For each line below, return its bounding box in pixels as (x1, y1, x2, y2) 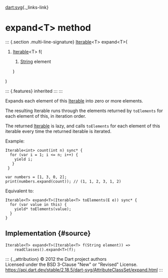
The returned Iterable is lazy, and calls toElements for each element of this (5, 123, 160, 129)
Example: (5, 138, 25, 144)
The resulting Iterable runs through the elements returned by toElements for (5, 108, 163, 114)
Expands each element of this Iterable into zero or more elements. (5, 97, 144, 103)
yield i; (14, 157, 33, 162)
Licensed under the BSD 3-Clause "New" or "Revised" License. (5, 261, 138, 267)
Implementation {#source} (5, 229, 91, 238)
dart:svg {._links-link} (5, 5, 49, 10)
